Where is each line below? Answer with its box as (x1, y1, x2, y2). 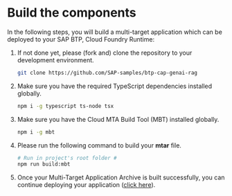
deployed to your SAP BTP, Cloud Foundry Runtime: (7, 35, 154, 43)
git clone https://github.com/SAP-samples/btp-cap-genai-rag (17, 69, 198, 76)
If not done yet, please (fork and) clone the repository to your (17, 48, 193, 57)
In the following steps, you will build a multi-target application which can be (7, 28, 223, 36)
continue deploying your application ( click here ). (17, 181, 156, 189)
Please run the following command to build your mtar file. (17, 141, 182, 150)
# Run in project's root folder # (17, 154, 117, 161)
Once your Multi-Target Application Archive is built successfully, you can (17, 173, 225, 181)
